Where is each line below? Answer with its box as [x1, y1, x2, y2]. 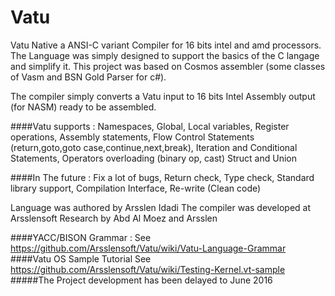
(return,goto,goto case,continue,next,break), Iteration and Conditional [10, 141, 298, 153]
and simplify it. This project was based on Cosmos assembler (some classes [10, 60, 326, 72]
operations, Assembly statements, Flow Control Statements [10, 131, 255, 143]
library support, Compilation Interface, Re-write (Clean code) [10, 182, 262, 194]
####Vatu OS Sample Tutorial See [10, 252, 152, 265]
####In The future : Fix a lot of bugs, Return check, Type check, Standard [10, 171, 315, 183]
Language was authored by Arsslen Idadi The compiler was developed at [10, 201, 312, 213]
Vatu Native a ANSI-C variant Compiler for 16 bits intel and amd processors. [10, 39, 322, 51]
